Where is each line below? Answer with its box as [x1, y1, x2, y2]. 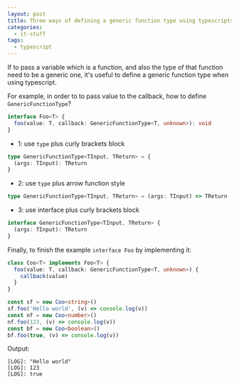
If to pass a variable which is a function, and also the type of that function [7, 63, 223, 71]
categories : [7, 23, 43, 31]
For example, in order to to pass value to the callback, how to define [7, 92, 207, 100]
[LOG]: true [7, 370, 43, 378]
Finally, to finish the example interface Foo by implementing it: [7, 245, 192, 254]
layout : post [7, 10, 46, 18]
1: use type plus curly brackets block [17, 139, 125, 148]
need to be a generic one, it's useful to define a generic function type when [7, 70, 229, 79]
